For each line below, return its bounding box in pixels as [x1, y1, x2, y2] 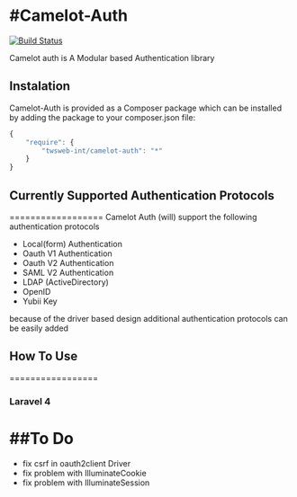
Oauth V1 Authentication [22, 248, 112, 259]
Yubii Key [22, 296, 58, 306]
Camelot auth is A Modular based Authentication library [9, 52, 215, 63]
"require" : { [25, 138, 75, 146]
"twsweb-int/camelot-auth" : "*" [41, 146, 164, 155]
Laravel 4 [9, 395, 51, 407]
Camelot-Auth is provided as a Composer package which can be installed [9, 102, 282, 113]
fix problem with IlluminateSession [22, 477, 150, 488]
